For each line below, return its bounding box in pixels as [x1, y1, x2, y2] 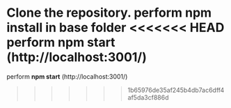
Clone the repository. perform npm [6, 5, 212, 21]
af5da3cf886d [127, 93, 169, 102]
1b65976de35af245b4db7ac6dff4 [127, 86, 225, 94]
